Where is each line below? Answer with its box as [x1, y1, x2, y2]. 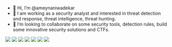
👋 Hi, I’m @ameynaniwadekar [12, 5, 75, 11]
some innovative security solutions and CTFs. [12, 27, 109, 33]
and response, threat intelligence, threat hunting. [12, 16, 117, 21]
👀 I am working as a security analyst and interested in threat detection [12, 10, 161, 16]
